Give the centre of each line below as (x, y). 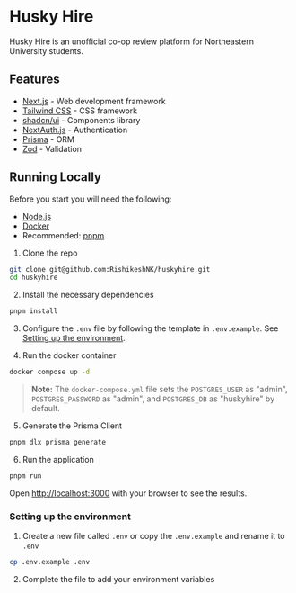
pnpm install (34, 311)
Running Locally (55, 177)
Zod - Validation (52, 148)
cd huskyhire (34, 278)
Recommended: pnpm (63, 235)
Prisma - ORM (48, 139)
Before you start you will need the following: (91, 199)
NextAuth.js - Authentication (75, 130)
